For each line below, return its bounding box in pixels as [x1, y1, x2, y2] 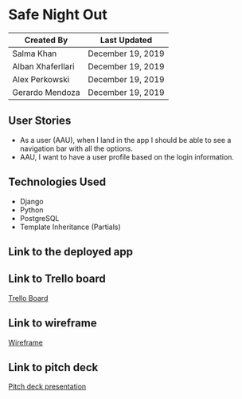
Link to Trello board [8, 272, 106, 286]
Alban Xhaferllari [12, 61, 75, 72]
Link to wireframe [8, 317, 97, 330]
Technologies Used [8, 176, 106, 189]
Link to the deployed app [8, 245, 134, 259]
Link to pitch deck [8, 361, 99, 374]
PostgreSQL [19, 213, 60, 223]
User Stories [8, 114, 72, 128]
